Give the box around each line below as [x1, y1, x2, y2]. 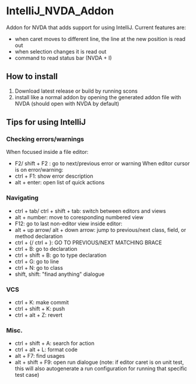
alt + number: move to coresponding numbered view [14, 213, 144, 221]
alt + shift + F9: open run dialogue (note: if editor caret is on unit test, [14, 358, 184, 366]
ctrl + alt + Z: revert [14, 311, 63, 319]
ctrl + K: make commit [14, 299, 69, 306]
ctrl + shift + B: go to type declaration [14, 251, 107, 259]
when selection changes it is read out [14, 48, 107, 55]
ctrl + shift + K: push [14, 305, 65, 313]
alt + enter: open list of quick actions [14, 179, 105, 186]
